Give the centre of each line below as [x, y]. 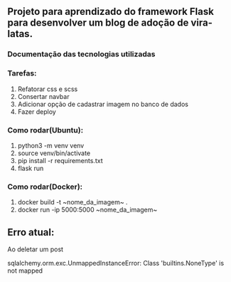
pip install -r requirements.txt [60, 160]
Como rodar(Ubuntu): [45, 130]
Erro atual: [31, 232]
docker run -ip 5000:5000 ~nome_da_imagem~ [87, 210]
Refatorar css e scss [48, 89]
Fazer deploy [37, 111]
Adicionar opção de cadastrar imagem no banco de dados [103, 104]
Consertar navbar [43, 96]
